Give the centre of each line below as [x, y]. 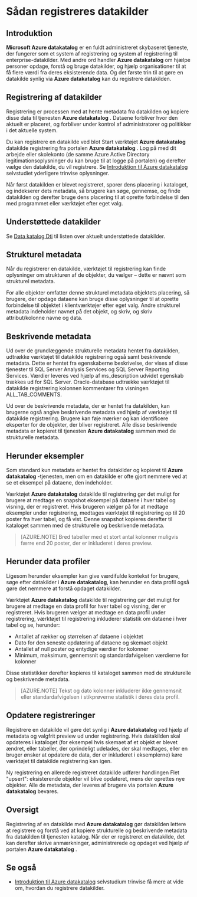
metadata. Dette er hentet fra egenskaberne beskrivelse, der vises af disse [97, 363]
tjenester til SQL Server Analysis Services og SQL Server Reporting [88, 369]
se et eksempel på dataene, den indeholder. [60, 483]
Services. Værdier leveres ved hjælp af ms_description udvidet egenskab [95, 376]
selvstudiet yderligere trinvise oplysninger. [58, 173]
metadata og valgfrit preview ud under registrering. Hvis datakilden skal [93, 736]
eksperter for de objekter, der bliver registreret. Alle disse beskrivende [91, 425]
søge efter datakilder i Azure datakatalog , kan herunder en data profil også [98, 582]
